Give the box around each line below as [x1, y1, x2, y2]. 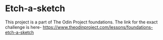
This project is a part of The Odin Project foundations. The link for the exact [5, 19, 158, 25]
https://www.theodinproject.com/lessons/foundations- [42, 24, 153, 30]
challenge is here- [5, 24, 42, 30]
